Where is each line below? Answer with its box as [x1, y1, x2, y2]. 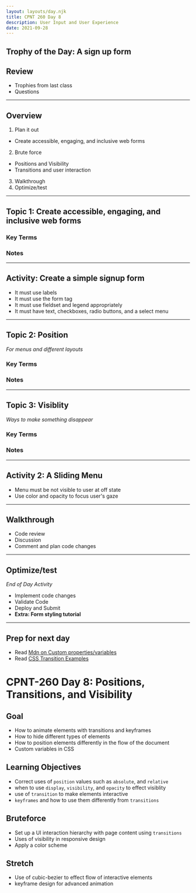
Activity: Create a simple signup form [6, 273, 145, 283]
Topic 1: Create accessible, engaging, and [6, 206, 161, 217]
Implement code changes [14, 592, 76, 599]
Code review [14, 531, 45, 538]
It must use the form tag [14, 295, 73, 302]
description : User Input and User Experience [6, 19, 118, 25]
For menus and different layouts [6, 345, 83, 353]
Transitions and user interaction [14, 166, 91, 173]
